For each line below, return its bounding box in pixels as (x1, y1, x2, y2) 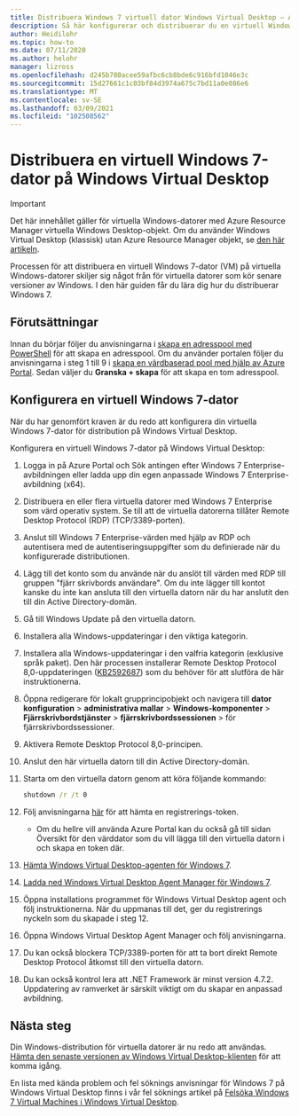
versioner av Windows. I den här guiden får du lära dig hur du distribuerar (10, 280, 279, 291)
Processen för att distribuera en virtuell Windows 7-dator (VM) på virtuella (10, 261, 281, 271)
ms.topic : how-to (10, 37, 75, 47)
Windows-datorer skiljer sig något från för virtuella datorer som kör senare (10, 271, 282, 281)
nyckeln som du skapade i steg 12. (22, 913, 149, 923)
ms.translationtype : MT (10, 87, 98, 96)
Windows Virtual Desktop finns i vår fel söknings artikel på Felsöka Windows (10, 1088, 289, 1098)
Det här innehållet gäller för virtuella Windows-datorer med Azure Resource (10, 216, 287, 226)
